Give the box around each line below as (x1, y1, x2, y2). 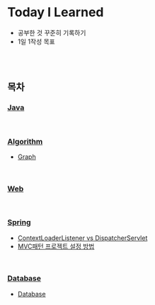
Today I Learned (7, 4, 104, 20)
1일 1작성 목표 (17, 37, 55, 46)
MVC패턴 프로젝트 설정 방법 (17, 241, 95, 251)
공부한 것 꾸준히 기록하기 (17, 28, 86, 37)
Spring (7, 217, 31, 227)
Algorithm (7, 136, 43, 146)
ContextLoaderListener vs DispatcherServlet (17, 234, 148, 242)
